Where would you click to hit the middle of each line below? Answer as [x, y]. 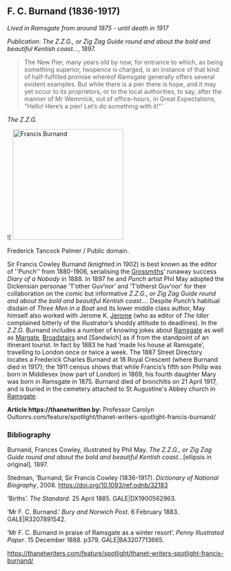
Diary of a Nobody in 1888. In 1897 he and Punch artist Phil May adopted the [115, 278]
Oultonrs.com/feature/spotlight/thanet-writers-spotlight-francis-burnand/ [111, 416]
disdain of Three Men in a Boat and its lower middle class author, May [106, 308]
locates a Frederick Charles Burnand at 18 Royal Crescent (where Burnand [113, 359]
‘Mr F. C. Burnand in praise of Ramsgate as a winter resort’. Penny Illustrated [115, 533]
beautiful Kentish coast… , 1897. [52, 48]
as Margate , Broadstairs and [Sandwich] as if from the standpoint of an [108, 337]
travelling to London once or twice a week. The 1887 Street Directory [105, 352]
